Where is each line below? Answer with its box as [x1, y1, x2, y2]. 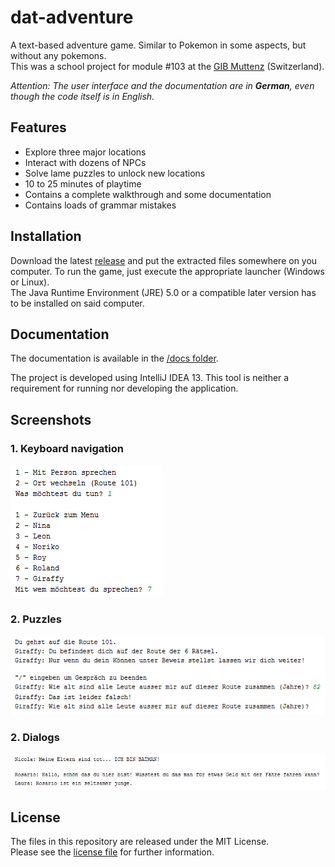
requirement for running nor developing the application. [10, 382, 239, 395]
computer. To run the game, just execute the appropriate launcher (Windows [10, 265, 325, 277]
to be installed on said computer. [10, 297, 145, 309]
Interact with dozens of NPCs [24, 156, 147, 168]
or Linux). [10, 276, 50, 288]
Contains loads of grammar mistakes [24, 199, 177, 211]
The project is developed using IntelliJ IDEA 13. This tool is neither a [10, 372, 290, 384]
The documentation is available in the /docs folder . [10, 352, 219, 365]
